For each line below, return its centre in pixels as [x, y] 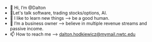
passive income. [27, 29]
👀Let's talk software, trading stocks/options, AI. [58, 13]
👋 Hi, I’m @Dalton [28, 8]
